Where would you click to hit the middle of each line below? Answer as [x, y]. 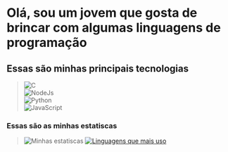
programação [47, 43]
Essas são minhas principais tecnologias [98, 68]
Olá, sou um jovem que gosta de [102, 13]
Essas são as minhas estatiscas [62, 125]
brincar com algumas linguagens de [114, 28]
